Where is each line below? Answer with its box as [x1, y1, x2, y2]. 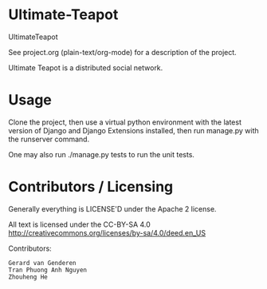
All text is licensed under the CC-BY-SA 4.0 [8, 220, 151, 229]
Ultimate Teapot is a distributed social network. [8, 62, 163, 73]
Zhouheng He [8, 273, 48, 281]
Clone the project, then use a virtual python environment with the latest [8, 117, 241, 127]
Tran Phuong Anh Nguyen [8, 266, 88, 274]
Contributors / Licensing [8, 178, 174, 196]
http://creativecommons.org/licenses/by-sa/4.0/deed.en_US [8, 228, 206, 237]
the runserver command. [8, 134, 90, 144]
